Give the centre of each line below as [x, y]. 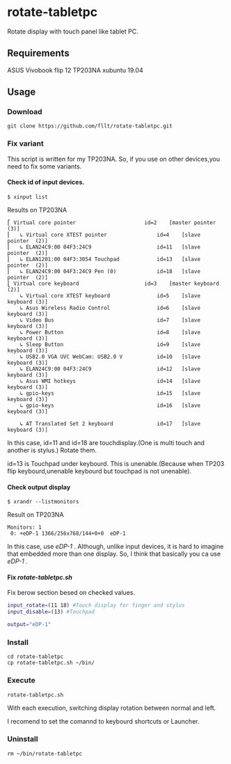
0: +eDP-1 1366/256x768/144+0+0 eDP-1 [68, 533]
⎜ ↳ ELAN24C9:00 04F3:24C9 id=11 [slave [104, 247]
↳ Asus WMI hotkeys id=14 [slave [110, 381]
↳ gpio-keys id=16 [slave [110, 405]
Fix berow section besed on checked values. [71, 593]
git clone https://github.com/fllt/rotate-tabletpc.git [90, 126]
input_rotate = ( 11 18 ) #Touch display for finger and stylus [96, 606]
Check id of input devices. [46, 182]
